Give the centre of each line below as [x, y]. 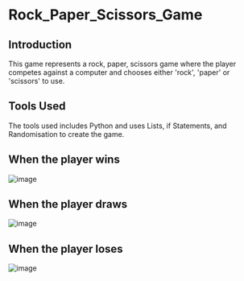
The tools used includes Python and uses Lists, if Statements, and [118, 126]
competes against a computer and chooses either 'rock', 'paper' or [119, 72]
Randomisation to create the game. [66, 134]
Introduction [40, 45]
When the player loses [66, 248]
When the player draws [68, 204]
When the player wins [64, 160]
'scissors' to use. [37, 81]
